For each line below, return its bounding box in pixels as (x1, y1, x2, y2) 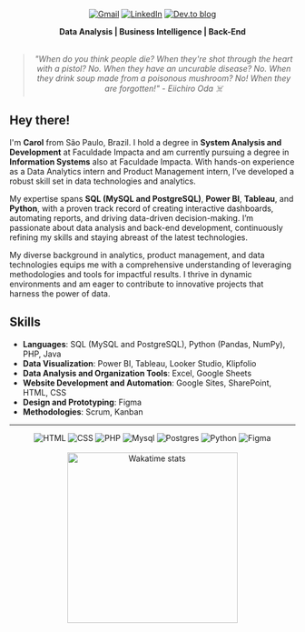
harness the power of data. (9, 287, 111, 299)
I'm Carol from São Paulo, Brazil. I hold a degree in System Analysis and (9, 136, 282, 147)
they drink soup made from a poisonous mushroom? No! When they (36, 73, 291, 84)
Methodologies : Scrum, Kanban (22, 406, 143, 417)
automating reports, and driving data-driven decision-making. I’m (9, 212, 254, 223)
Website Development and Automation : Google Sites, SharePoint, (22, 377, 272, 388)
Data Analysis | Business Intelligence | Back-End (58, 26, 247, 36)
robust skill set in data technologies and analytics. (9, 176, 197, 186)
